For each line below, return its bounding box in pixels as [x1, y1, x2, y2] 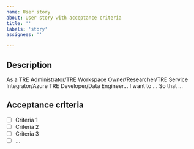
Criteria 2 [15, 123, 39, 130]
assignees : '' [6, 32, 43, 38]
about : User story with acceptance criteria [6, 15, 122, 21]
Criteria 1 [15, 116, 38, 123]
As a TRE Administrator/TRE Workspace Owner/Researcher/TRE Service [6, 76, 188, 83]
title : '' [6, 20, 32, 26]
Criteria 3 [15, 129, 39, 137]
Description [6, 59, 52, 70]
